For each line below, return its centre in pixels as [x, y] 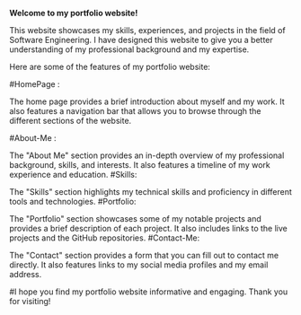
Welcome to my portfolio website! [74, 13]
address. [26, 274]
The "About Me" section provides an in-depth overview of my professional [147, 155]
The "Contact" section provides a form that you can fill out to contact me [144, 255]
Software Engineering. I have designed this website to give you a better [142, 40]
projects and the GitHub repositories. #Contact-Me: [105, 238]
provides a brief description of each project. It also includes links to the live [148, 228]
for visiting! [30, 301]
